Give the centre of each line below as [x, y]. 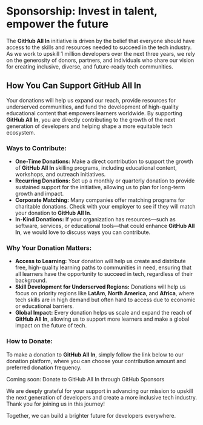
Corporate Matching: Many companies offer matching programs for [100, 200]
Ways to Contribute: [36, 148]
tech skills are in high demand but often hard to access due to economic [105, 300]
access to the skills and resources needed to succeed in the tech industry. [99, 47]
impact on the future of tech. [51, 326]
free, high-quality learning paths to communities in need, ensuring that [103, 267]
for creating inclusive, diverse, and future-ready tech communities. [90, 66]
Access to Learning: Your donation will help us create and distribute [100, 261]
